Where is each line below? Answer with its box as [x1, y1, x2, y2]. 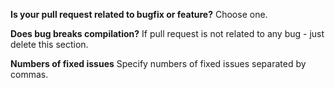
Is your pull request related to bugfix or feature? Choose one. [10, 9, 268, 20]
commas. [10, 69, 49, 80]
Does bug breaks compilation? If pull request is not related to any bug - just [10, 28, 325, 39]
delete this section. [10, 39, 89, 50]
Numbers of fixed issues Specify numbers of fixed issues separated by [10, 58, 307, 69]
